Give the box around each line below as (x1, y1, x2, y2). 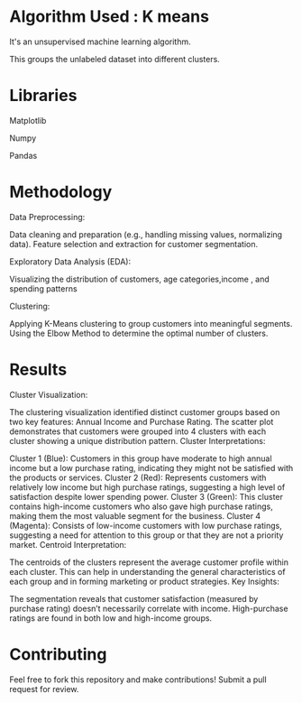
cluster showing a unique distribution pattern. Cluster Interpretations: (9, 435, 266, 446)
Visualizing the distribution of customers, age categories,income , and (9, 273, 270, 284)
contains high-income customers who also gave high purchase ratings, (9, 501, 273, 512)
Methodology (9, 182, 113, 202)
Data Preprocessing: (9, 211, 86, 222)
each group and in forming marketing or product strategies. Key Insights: (9, 576, 279, 587)
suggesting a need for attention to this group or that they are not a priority (9, 530, 284, 541)
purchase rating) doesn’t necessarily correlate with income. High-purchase (9, 603, 288, 614)
